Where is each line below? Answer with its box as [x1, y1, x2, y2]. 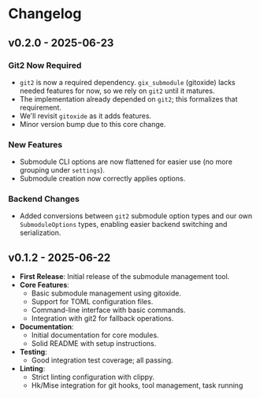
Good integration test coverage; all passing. [31, 355, 173, 365]
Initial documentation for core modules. [31, 330, 159, 340]
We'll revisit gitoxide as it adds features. [19, 111, 152, 121]
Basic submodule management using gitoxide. [31, 288, 181, 298]
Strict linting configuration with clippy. [31, 372, 155, 382]
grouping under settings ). [19, 166, 105, 175]
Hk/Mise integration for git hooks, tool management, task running [31, 381, 243, 390]
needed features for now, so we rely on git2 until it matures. [19, 86, 215, 95]
